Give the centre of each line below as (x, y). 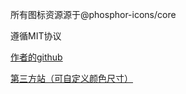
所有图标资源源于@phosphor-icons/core (93, 14)
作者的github (36, 57)
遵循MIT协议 (36, 36)
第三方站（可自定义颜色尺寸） (71, 78)
